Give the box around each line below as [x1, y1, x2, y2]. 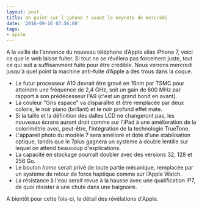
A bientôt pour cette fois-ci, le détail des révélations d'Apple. [6, 195, 159, 203]
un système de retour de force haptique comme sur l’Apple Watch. [15, 170, 182, 178]
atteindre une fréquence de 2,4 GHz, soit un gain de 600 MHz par [15, 86, 181, 93]
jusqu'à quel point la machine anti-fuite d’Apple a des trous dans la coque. [6, 68, 193, 75]
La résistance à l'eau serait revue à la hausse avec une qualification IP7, [15, 177, 195, 184]
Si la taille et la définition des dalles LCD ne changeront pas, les [15, 112, 175, 120]
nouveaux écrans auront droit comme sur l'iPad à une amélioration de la [15, 118, 197, 126]
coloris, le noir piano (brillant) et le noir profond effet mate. [15, 106, 163, 113]
